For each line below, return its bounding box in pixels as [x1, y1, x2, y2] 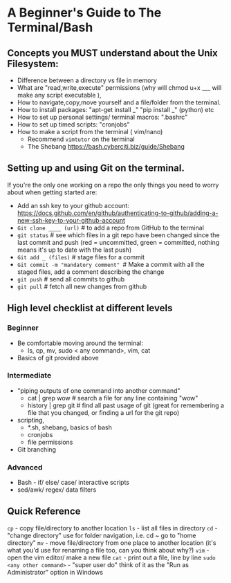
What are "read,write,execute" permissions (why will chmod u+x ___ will [17, 84, 222, 91]
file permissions [27, 438, 73, 446]
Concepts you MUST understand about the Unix [7, 47, 218, 59]
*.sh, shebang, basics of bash [27, 423, 113, 432]
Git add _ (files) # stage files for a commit [17, 252, 145, 261]
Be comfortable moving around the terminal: [17, 339, 143, 347]
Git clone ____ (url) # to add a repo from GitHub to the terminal [17, 223, 204, 232]
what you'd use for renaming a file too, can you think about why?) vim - [7, 546, 210, 554]
